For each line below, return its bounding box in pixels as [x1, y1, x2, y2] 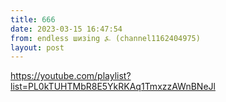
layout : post [10, 42, 65, 53]
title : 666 [10, 14, 56, 25]
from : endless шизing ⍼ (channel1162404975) [10, 33, 201, 43]
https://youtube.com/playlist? [10, 70, 132, 82]
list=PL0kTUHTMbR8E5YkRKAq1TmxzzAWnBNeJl [10, 81, 216, 93]
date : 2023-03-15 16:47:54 [10, 24, 123, 34]
